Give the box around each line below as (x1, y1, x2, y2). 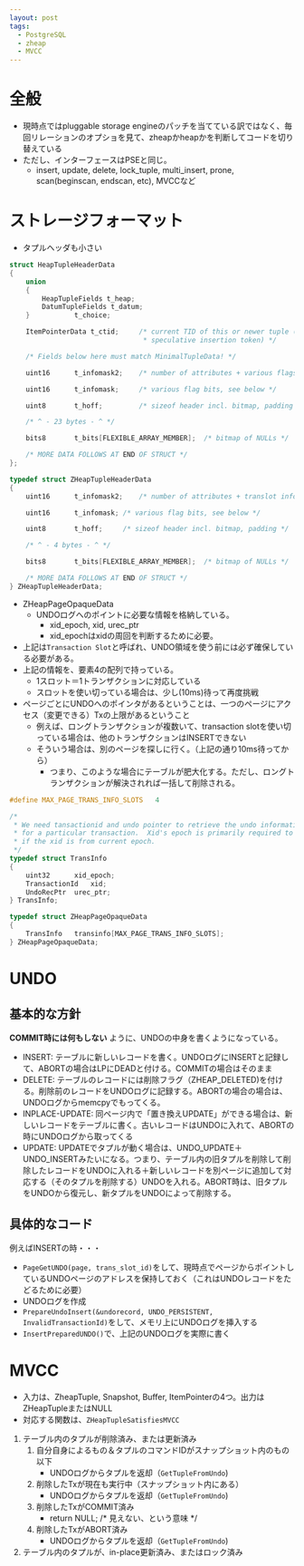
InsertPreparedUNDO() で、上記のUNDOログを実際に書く (22, 1328, 231, 1339)
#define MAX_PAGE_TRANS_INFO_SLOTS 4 (9, 795, 160, 805)
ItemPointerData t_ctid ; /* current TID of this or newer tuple (25, 327, 290, 336)
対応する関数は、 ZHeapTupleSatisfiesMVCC (22, 1414, 180, 1425)
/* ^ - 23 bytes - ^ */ (25, 418, 116, 427)
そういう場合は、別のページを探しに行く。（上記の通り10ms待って (35, 743, 281, 754)
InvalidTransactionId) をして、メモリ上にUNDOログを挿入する (22, 1316, 258, 1328)
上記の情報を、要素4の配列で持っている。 (22, 663, 179, 675)
